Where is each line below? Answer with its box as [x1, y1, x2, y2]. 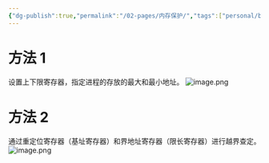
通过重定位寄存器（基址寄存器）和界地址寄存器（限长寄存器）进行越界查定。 [8, 136, 261, 145]
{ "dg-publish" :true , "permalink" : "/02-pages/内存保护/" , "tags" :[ [8, 11, 223, 20]
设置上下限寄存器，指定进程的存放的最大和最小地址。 [8, 77, 184, 87]
